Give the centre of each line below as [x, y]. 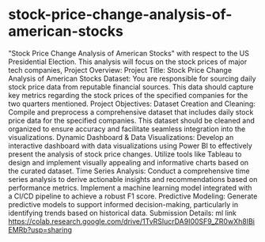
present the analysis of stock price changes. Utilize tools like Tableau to [125, 154]
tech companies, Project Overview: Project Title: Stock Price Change [120, 70]
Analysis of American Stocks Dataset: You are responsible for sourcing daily [132, 78]
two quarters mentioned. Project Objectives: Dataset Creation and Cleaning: [132, 104]
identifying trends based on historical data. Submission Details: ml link [123, 213]
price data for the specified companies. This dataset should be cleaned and [132, 120]
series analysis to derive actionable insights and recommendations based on [133, 179]
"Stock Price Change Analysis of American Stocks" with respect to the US [129, 53]
